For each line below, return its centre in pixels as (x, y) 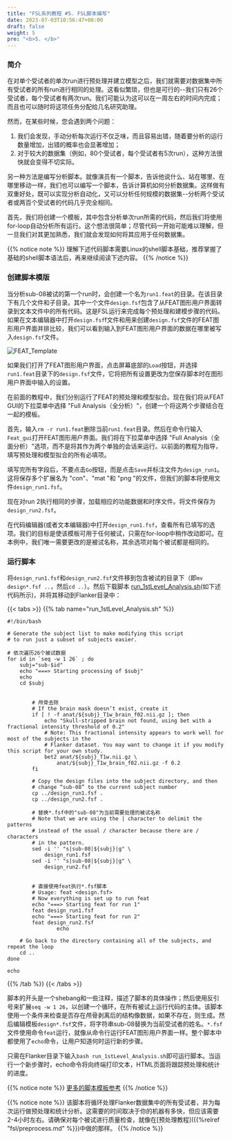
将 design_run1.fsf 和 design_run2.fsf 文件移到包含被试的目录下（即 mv (105, 578)
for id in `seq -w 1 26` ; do (51, 659)
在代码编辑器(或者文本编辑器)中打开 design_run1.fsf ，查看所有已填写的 (108, 525)
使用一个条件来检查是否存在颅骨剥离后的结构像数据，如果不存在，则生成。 (113, 1015)
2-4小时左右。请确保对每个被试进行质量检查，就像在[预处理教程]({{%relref (113, 1120)
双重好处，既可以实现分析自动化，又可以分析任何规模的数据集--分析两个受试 (116, 194)
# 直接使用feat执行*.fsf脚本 (70, 887)
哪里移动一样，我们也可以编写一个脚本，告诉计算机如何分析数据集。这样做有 (116, 185)
